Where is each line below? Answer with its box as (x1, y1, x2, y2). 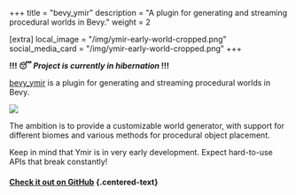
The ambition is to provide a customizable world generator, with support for (9, 121, 285, 131)
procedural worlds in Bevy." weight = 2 (9, 17, 151, 27)
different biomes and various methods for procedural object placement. (9, 130, 270, 140)
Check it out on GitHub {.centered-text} (9, 176, 159, 187)
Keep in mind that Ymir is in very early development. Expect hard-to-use (9, 147, 273, 157)
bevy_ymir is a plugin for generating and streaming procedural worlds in (9, 78, 271, 87)
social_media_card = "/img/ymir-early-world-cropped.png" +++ (9, 43, 242, 54)
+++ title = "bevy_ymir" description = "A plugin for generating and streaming (9, 8, 288, 18)
